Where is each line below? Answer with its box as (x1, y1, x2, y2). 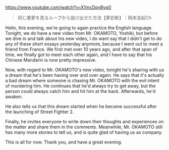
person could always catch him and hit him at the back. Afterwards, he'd (5, 88, 156, 94)
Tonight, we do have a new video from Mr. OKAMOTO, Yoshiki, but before (5, 30, 158, 36)
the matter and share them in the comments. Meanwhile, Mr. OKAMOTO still (5, 124, 163, 130)
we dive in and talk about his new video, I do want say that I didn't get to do (5, 35, 162, 41)
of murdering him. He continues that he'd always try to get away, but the (5, 83, 156, 89)
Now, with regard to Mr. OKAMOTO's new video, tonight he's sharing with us (5, 67, 164, 73)
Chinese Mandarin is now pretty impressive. (5, 57, 97, 63)
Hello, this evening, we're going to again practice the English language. (5, 25, 153, 31)
